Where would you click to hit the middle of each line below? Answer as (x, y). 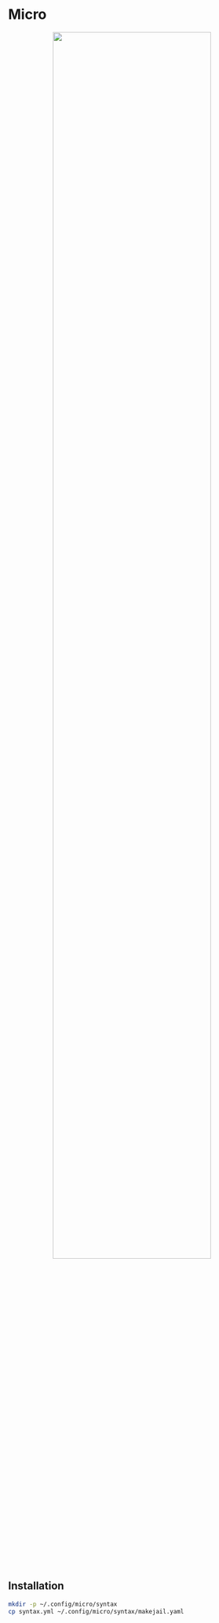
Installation (36, 1586)
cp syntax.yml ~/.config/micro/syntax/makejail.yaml (96, 1611)
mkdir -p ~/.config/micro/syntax (63, 1604)
